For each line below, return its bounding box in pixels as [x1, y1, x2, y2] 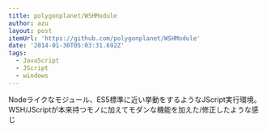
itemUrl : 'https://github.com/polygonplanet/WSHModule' [8, 34, 201, 43]
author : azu [8, 19, 49, 27]
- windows [15, 72, 49, 80]
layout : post [8, 27, 53, 35]
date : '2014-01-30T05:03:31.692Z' [8, 42, 125, 50]
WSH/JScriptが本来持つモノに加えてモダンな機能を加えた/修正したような [8, 104, 252, 114]
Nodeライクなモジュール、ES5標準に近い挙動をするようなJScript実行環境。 [8, 94, 261, 104]
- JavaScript [15, 57, 60, 65]
